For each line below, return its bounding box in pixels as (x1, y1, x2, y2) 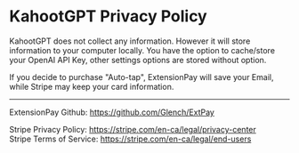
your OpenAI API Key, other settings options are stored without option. (9, 54, 267, 65)
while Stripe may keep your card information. (9, 81, 174, 92)
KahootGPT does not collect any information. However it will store (9, 36, 251, 46)
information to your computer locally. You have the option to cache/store (9, 44, 276, 55)
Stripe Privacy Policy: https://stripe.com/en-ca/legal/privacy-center (9, 124, 256, 134)
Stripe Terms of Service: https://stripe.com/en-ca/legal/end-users (9, 133, 252, 144)
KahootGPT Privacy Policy (9, 6, 207, 27)
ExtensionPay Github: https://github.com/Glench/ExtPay (9, 107, 215, 117)
